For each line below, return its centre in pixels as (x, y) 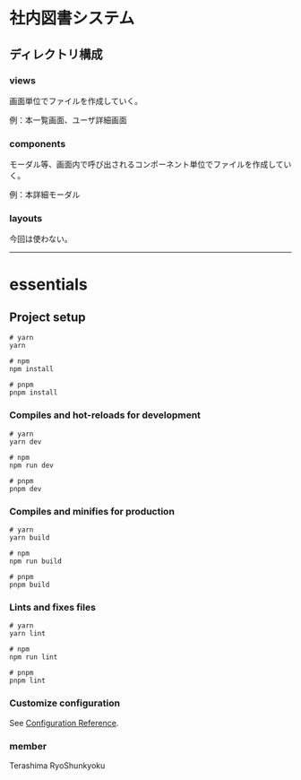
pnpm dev (26, 489)
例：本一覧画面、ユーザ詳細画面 (68, 120)
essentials (48, 284)
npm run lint (34, 657)
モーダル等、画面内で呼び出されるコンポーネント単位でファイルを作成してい (150, 165)
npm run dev (31, 465)
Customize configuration (65, 703)
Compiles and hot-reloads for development (105, 415)
